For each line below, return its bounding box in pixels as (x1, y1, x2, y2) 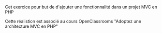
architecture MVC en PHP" (5, 23, 58, 29)
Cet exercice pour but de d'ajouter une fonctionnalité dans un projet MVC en (5, 4, 157, 10)
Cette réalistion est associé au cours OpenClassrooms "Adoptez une (5, 19, 142, 24)
